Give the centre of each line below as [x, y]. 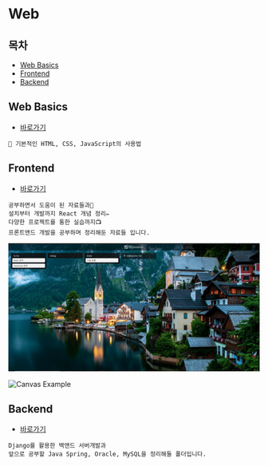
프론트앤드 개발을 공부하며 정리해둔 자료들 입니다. [79, 232]
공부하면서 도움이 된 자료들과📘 [51, 205]
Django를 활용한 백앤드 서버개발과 [57, 446]
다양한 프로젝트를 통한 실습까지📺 [55, 222]
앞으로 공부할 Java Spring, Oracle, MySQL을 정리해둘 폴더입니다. [107, 454]
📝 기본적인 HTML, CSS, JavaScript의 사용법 [75, 144]
